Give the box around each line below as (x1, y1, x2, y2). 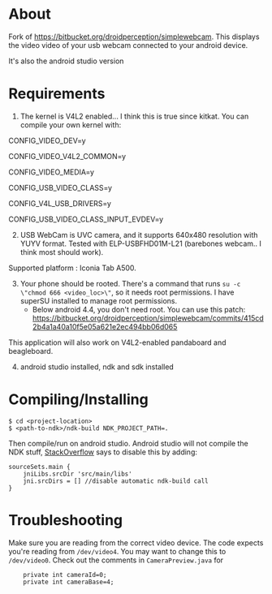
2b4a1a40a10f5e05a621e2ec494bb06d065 (32, 321, 178, 331)
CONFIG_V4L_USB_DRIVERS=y (8, 198, 112, 208)
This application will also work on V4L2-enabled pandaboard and (8, 338, 227, 347)
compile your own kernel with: (19, 119, 122, 130)
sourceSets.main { (8, 463, 71, 471)
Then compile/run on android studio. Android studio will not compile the (8, 438, 249, 448)
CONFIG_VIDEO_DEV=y (8, 136, 87, 145)
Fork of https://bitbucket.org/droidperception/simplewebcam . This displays (8, 32, 260, 41)
